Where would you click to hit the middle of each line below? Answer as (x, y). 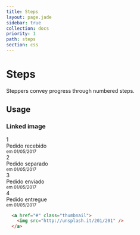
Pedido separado (27, 164)
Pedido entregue (27, 199)
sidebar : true (24, 23)
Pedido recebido (27, 146)
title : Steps (22, 12)
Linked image (26, 127)
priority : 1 (21, 34)
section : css (22, 45)
